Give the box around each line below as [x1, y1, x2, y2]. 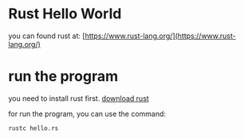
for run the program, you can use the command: [8, 109, 166, 118]
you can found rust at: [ [8, 31, 85, 41]
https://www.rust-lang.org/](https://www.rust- [85, 31, 237, 41]
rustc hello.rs [8, 124, 59, 132]
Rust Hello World [8, 5, 122, 23]
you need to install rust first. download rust [8, 93, 149, 103]
